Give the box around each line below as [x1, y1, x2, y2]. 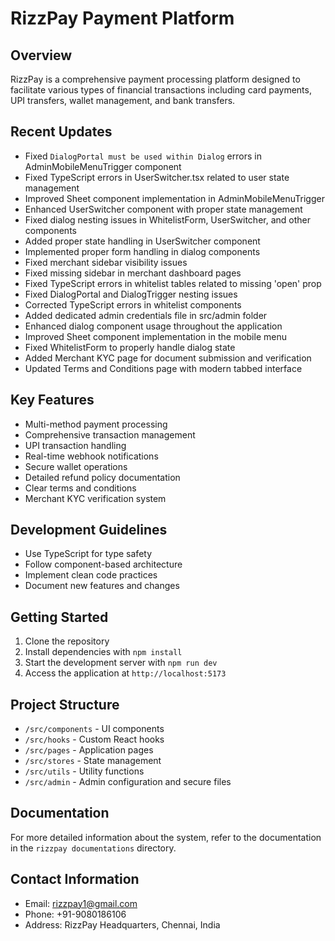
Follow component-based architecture [24, 558, 183, 571]
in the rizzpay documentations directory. [10, 842, 177, 854]
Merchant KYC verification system [24, 492, 167, 504]
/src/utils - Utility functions [24, 765, 145, 777]
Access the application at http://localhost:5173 [24, 667, 227, 679]
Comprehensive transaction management [24, 428, 196, 441]
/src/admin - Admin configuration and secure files [24, 776, 232, 788]
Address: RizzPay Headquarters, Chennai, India [24, 918, 221, 931]
